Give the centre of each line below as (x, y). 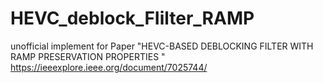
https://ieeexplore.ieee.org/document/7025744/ (109, 67)
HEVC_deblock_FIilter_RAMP (132, 18)
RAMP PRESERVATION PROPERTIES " (88, 56)
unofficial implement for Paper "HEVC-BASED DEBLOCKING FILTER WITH (162, 46)
